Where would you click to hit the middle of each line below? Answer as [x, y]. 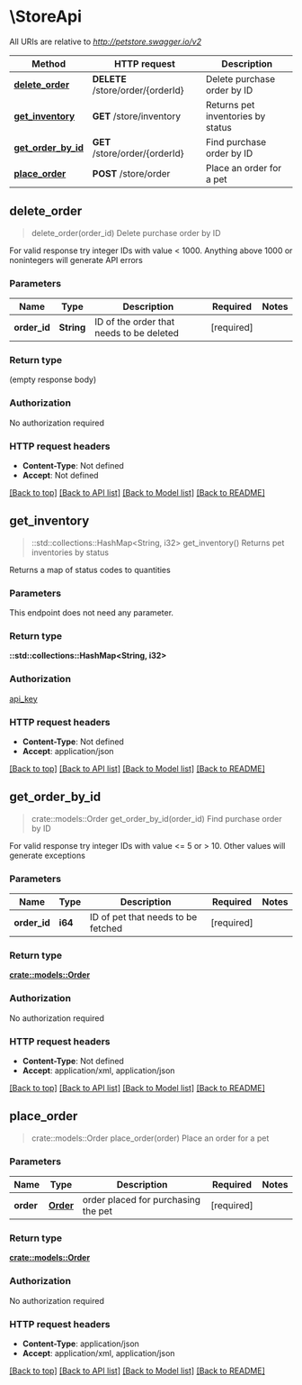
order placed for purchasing [141, 1200]
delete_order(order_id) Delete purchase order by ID [126, 232]
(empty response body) [53, 379]
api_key [23, 698]
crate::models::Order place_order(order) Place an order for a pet [150, 1138]
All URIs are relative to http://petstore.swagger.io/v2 [106, 41]
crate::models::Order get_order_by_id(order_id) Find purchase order [157, 818]
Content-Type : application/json [80, 1344]
